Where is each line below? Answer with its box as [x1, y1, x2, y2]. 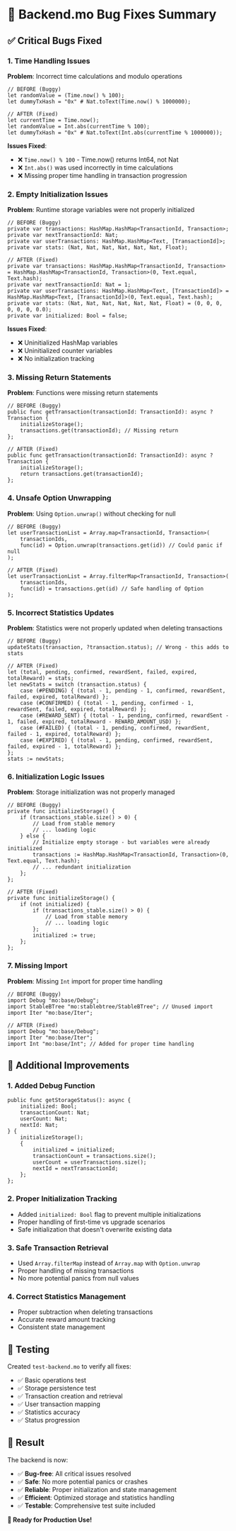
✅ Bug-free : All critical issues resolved [17, 1469, 131, 1478]
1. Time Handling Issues [7, 56, 90, 66]
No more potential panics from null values [17, 1274, 139, 1282]
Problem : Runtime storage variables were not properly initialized [7, 206, 195, 214]
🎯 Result [7, 1437, 45, 1449]
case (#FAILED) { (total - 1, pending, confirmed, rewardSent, [20, 725, 211, 732]
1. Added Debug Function [7, 1081, 95, 1091]
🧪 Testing [7, 1343, 50, 1355]
